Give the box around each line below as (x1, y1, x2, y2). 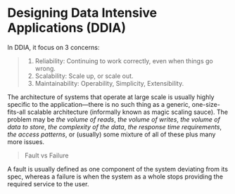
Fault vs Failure (24, 151, 69, 160)
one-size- (191, 100, 220, 108)
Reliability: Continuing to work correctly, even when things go (34, 56, 213, 65)
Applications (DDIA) (7, 20, 127, 36)
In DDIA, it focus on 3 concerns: (7, 43, 100, 51)
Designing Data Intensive (7, 5, 158, 21)
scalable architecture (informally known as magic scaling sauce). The (27, 108, 229, 116)
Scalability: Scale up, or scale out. (34, 72, 134, 80)
